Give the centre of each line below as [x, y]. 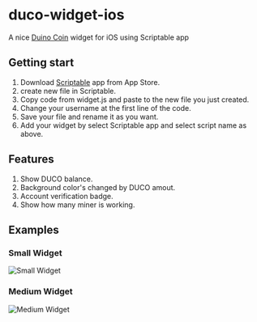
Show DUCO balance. [56, 179]
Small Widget [35, 252]
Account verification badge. [66, 196]
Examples [34, 229]
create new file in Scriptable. [68, 91]
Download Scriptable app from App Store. [90, 82]
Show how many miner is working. [77, 205]
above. [32, 133]
